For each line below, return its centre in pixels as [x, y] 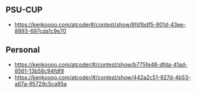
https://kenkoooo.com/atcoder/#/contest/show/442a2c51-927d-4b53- [102, 77]
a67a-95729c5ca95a [40, 83]
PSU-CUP [24, 10]
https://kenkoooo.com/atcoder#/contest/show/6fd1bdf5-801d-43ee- [100, 24]
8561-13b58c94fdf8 [39, 71]
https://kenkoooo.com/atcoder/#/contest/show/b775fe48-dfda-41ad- [101, 64]
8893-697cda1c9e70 [40, 31]
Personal [23, 50]
